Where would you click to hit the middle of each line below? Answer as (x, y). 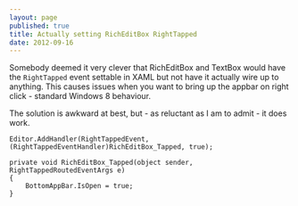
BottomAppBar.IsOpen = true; (79, 186)
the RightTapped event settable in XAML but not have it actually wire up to (144, 78)
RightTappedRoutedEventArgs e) (67, 170)
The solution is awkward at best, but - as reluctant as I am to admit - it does (148, 113)
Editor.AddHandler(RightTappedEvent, (79, 139)
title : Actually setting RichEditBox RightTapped (103, 34)
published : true (39, 26)
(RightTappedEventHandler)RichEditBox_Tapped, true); (112, 147)
